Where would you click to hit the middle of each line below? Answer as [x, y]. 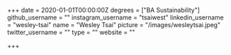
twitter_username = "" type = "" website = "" [71, 32]
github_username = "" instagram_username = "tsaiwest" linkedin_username [115, 17]
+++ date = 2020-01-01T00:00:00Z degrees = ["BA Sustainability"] [104, 10]
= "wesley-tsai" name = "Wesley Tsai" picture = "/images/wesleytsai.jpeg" [114, 25]
